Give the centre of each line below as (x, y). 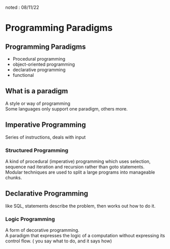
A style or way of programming (38, 103)
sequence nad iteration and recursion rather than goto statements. (75, 167)
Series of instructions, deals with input (46, 137)
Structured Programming (37, 150)
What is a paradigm (37, 91)
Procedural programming (39, 59)
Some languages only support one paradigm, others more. (67, 108)
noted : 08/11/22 (22, 7)
